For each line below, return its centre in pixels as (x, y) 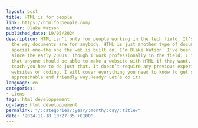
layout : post (22, 12)
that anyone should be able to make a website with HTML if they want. (101, 61)
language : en (22, 83)
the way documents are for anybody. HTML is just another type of (95, 45)
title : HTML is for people (39, 17)
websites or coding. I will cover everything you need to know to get (100, 72)
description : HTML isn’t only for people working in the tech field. (93, 39)
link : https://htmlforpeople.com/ (49, 22)
